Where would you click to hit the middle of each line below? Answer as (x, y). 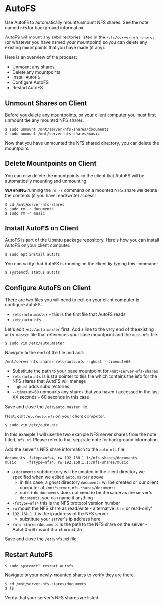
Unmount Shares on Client (46, 103)
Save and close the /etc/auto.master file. (47, 407)
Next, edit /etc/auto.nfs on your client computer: (55, 416)
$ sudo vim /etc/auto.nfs (31, 425)
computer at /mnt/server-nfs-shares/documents (68, 488)
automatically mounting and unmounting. (46, 181)
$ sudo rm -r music (25, 213)
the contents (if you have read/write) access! (51, 195)
